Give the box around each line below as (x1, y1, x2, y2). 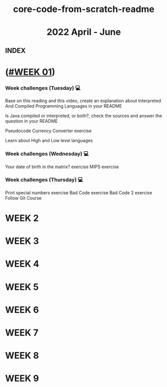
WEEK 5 (5, 281, 39, 292)
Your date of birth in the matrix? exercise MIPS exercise (5, 164, 119, 170)
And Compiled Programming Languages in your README (5, 103, 122, 109)
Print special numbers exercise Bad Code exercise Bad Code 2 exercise (5, 189, 153, 196)
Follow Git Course (5, 195, 42, 201)
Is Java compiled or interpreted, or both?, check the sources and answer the (5, 113, 163, 119)
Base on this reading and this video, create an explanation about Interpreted (5, 98, 161, 104)
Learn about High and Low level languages (5, 138, 93, 144)
